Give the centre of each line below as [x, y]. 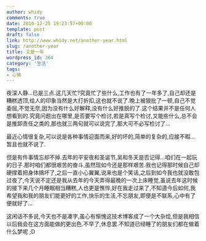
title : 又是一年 [25, 52]
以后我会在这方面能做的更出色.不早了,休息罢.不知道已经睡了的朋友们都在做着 [103, 224]
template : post [26, 29]
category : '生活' [28, 63]
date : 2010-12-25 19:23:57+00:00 [49, 23]
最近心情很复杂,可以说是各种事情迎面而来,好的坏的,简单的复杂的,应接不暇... [101, 137]
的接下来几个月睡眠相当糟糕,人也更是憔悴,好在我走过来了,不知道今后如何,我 [101, 188]
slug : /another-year [33, 47]
